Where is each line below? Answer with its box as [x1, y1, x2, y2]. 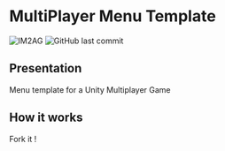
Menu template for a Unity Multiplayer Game [9, 84, 171, 94]
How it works [9, 110, 83, 125]
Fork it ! [9, 133, 37, 144]
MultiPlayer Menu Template [9, 6, 217, 26]
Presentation [9, 61, 82, 76]
